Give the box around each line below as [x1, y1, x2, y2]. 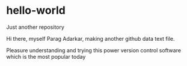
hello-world [6, 4, 66, 17]
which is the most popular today [6, 53, 86, 60]
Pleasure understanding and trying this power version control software [6, 46, 182, 54]
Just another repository [6, 23, 65, 31]
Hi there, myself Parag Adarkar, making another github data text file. [6, 35, 175, 42]
